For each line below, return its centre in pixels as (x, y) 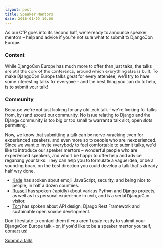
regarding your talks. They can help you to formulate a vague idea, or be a (80, 160)
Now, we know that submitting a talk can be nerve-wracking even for (74, 135)
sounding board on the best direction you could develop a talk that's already (81, 165)
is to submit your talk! (27, 87)
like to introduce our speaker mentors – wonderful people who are (71, 150)
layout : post (18, 9)
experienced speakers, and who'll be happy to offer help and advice (73, 155)
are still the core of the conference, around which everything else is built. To (81, 71)
